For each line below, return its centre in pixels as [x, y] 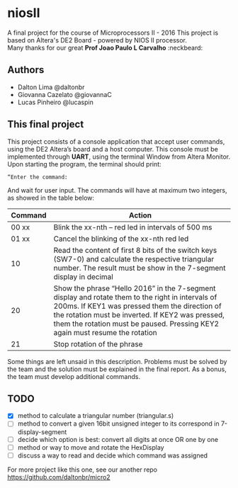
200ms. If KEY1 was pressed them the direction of [137, 306]
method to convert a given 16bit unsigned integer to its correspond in [118, 424]
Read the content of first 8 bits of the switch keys [135, 250]
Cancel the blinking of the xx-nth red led [121, 239]
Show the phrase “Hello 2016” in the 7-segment [135, 288]
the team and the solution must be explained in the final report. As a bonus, [117, 369]
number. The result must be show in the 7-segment [140, 268]
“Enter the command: [38, 177]
